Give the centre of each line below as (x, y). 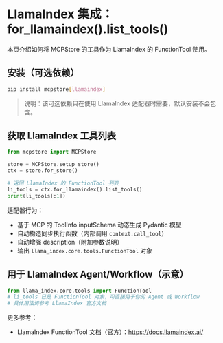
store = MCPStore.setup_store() (53, 165)
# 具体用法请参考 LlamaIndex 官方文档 (57, 304)
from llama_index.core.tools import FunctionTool (80, 291)
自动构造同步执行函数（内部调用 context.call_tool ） (92, 233)
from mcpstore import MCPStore (52, 152)
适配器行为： (25, 210)
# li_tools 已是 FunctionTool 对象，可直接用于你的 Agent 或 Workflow (104, 297)
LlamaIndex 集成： (60, 14)
